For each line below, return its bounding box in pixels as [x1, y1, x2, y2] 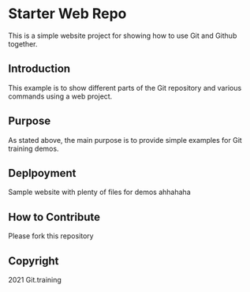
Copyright [8, 254, 59, 268]
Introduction [8, 62, 71, 76]
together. [8, 39, 38, 48]
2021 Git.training [8, 275, 62, 284]
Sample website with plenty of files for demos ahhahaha [8, 187, 191, 197]
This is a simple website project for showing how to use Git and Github [8, 31, 237, 40]
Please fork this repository [8, 231, 94, 241]
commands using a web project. [8, 92, 113, 101]
